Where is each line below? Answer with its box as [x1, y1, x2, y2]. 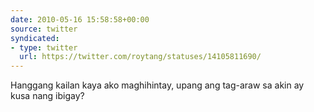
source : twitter [10, 24, 78, 34]
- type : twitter [10, 42, 78, 53]
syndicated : [10, 33, 60, 43]
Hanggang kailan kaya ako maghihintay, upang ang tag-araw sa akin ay [10, 79, 305, 91]
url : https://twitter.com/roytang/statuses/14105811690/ [19, 52, 262, 62]
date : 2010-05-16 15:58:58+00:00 [10, 14, 150, 25]
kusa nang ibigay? [10, 90, 85, 102]
